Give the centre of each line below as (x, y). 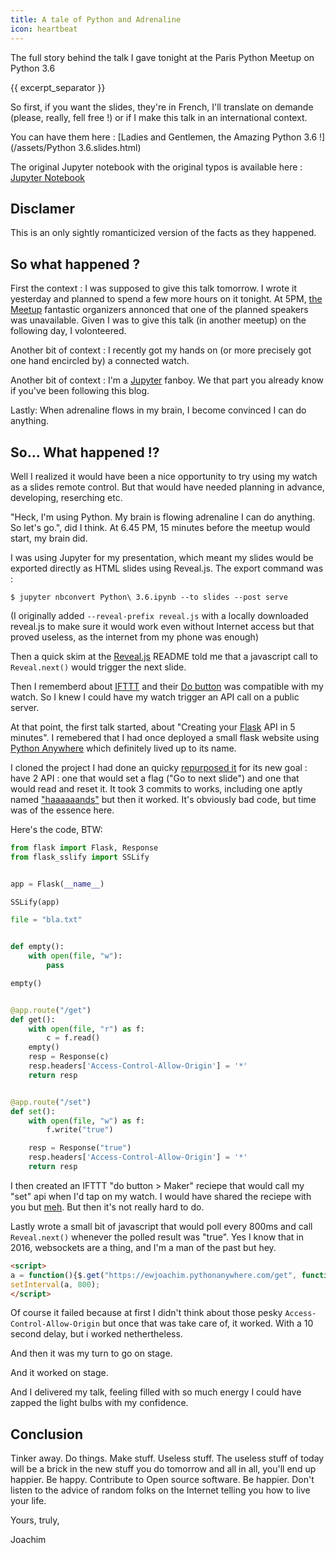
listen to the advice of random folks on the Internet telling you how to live (160, 1490)
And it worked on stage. (59, 1373)
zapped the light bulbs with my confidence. (99, 1403)
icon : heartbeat (44, 29)
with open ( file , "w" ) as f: (86, 1121)
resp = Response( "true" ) (80, 1148)
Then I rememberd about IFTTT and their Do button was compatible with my (167, 686)
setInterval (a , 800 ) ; (55, 1284)
